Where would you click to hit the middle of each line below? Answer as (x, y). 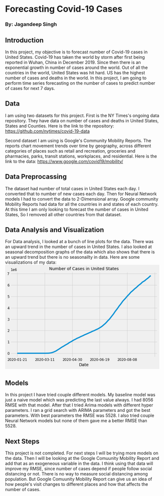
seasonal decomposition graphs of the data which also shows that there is (80, 252)
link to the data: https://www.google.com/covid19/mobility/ (64, 161)
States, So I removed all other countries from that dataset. (63, 214)
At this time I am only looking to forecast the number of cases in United (77, 209)
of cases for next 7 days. (30, 88)
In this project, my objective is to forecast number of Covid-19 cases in (76, 52)
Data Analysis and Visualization (55, 230)
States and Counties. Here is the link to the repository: (59, 126)
